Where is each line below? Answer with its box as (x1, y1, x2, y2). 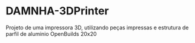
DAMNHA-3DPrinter (5, 4, 110, 18)
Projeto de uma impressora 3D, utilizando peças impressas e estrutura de (5, 24, 189, 31)
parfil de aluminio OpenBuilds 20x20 (5, 30, 97, 37)
